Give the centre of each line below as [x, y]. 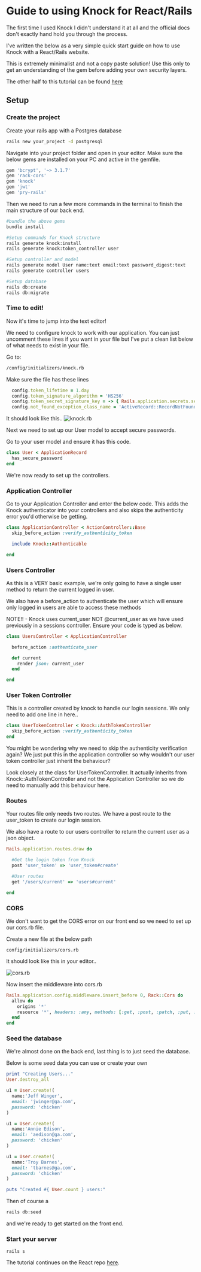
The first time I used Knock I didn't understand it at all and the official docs [98, 28]
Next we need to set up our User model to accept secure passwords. [91, 430]
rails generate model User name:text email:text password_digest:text [96, 265]
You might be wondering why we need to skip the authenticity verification [97, 748]
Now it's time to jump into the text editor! [56, 321]
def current [27, 658]
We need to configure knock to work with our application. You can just [93, 332]
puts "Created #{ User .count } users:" [56, 1190]
